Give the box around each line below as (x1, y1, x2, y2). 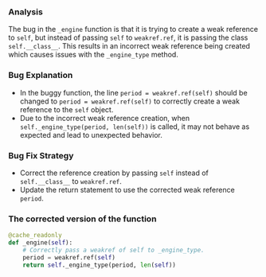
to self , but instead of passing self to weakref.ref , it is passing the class (8, 33, 248, 42)
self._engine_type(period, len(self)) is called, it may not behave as (19, 122, 250, 131)
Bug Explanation (8, 70, 73, 81)
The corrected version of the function (8, 213, 157, 224)
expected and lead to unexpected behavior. (19, 130, 163, 139)
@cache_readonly (8, 232, 62, 240)
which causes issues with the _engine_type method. (8, 50, 179, 60)
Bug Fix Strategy (8, 150, 74, 161)
